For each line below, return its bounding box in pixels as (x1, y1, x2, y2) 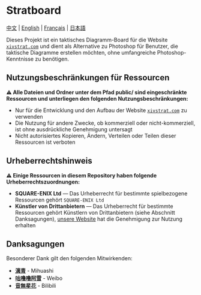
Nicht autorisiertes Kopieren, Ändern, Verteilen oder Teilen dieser (14, 132, 176, 139)
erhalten (14, 221, 36, 228)
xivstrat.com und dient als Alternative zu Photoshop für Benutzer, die (6, 43, 178, 50)
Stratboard (6, 4, 61, 17)
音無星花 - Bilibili (14, 282, 56, 290)
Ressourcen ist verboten (14, 139, 76, 146)
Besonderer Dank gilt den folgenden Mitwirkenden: (6, 255, 133, 262)
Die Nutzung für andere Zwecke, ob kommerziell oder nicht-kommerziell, (14, 119, 196, 127)
